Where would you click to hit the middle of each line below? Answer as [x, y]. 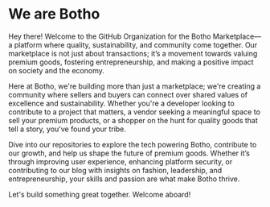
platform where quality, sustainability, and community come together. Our [136, 44]
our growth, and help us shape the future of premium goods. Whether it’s [129, 153]
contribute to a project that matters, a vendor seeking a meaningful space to [135, 112]
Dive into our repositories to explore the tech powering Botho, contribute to [133, 144]
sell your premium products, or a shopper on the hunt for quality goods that [133, 120]
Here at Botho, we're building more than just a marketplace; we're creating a [135, 86]
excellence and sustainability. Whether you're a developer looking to [121, 103]
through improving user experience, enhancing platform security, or [121, 161]
